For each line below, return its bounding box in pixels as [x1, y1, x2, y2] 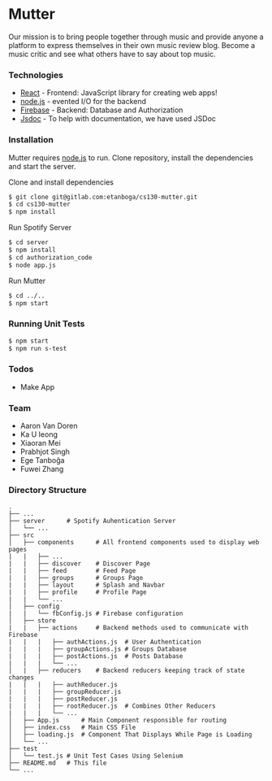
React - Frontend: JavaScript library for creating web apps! [19, 88, 218, 98]
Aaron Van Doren [19, 421, 78, 431]
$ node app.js [8, 261, 57, 269]
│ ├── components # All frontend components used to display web [8, 539, 260, 547]
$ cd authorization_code [8, 253, 93, 261]
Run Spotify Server [8, 223, 72, 233]
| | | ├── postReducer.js [8, 695, 118, 704]
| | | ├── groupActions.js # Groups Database [8, 645, 187, 653]
